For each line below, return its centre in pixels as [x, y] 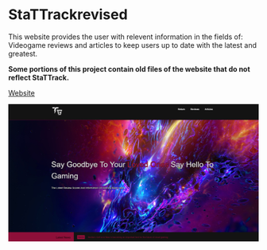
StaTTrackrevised [68, 15]
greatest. [23, 53]
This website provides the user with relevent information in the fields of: [126, 37]
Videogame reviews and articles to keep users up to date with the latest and [132, 45]
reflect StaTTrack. [39, 77]
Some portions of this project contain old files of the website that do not [129, 68]
